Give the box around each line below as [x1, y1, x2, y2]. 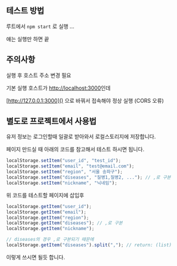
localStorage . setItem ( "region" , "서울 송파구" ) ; [6, 169, 123, 175]
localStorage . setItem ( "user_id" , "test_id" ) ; [6, 158, 121, 164]
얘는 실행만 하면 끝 [6, 35, 49, 42]
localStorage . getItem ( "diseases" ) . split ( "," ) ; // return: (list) [6, 242, 172, 248]
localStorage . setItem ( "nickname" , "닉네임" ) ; [6, 180, 117, 186]
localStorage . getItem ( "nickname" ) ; [6, 226, 95, 232]
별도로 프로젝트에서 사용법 [6, 116, 97, 127]
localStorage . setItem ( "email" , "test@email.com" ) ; [6, 163, 135, 169]
